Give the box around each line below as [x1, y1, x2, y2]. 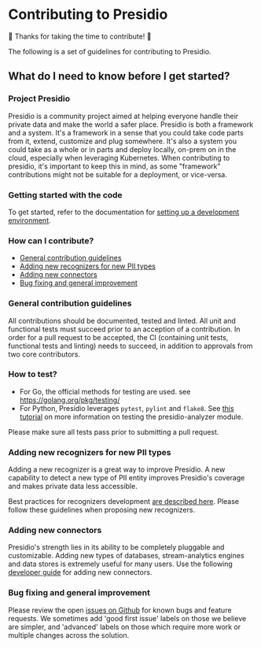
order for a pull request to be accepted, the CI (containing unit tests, [8, 332, 229, 342]
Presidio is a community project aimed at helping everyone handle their [8, 111, 239, 120]
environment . [8, 215, 51, 225]
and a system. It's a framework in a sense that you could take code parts [8, 128, 244, 137]
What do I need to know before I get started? [8, 69, 230, 83]
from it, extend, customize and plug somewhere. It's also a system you [8, 136, 237, 146]
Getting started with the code [8, 189, 123, 200]
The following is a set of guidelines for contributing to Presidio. [8, 46, 211, 56]
